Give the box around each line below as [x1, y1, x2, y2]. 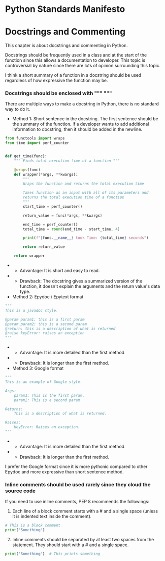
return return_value [23, 244, 65, 249]
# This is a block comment [5, 523, 61, 528]
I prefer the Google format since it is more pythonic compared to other [5, 464, 148, 469]
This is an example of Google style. [5, 379, 83, 384]
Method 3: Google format [12, 365, 64, 372]
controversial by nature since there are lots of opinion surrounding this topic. [5, 63, 161, 69]
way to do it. [5, 106, 31, 112]
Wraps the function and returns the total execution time [23, 181, 144, 186]
